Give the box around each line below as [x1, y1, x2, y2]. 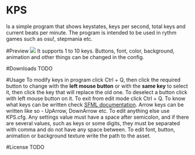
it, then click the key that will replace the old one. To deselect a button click [6, 88, 187, 95]
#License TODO [6, 143, 45, 150]
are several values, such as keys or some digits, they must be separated [6, 119, 180, 126]
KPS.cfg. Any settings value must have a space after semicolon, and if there [6, 113, 189, 120]
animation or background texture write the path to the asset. [6, 132, 151, 139]
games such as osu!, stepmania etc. [6, 35, 93, 42]
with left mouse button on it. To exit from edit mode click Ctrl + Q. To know [6, 95, 186, 102]
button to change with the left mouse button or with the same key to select [6, 82, 189, 89]
